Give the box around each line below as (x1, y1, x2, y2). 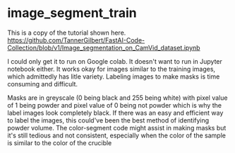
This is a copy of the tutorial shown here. (7, 28, 126, 37)
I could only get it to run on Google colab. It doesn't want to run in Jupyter (7, 57, 222, 65)
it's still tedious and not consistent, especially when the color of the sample (7, 131, 226, 140)
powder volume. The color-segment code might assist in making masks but (7, 123, 227, 132)
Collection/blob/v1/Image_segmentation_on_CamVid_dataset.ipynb (7, 43, 200, 52)
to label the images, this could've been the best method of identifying (7, 115, 210, 125)
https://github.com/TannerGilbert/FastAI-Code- (7, 35, 145, 44)
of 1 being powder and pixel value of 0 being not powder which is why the (7, 101, 222, 109)
